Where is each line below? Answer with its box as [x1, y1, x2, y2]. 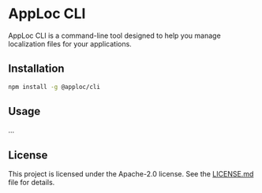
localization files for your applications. [8, 39, 132, 48]
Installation [8, 62, 65, 76]
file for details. [8, 178, 55, 187]
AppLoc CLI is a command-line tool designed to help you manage [8, 31, 221, 40]
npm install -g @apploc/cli [8, 83, 101, 91]
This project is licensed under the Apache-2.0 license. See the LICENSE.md [8, 169, 254, 179]
